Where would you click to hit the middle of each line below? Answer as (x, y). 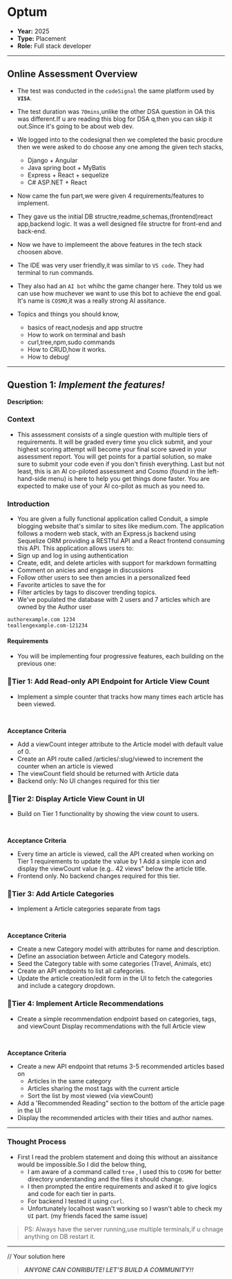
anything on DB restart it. (59, 1236)
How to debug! (49, 357)
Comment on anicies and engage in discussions (85, 570)
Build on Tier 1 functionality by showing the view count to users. (108, 813)
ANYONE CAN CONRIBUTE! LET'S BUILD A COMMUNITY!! (109, 1269)
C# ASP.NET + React (57, 182)
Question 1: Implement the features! (86, 385)
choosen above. (40, 252)
